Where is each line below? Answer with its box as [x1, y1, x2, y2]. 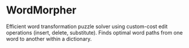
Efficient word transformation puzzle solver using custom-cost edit [6, 23, 168, 30]
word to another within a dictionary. [6, 35, 92, 42]
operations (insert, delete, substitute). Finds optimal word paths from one [6, 29, 183, 36]
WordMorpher [6, 4, 77, 17]
